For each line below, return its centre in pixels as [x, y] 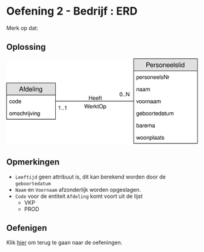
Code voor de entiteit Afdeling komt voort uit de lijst [79, 196]
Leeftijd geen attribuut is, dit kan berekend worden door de [90, 177]
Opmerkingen [33, 162]
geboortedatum [33, 183]
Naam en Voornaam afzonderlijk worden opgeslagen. [78, 189]
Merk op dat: [22, 28]
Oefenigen [27, 228]
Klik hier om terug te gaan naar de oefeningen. [64, 243]
